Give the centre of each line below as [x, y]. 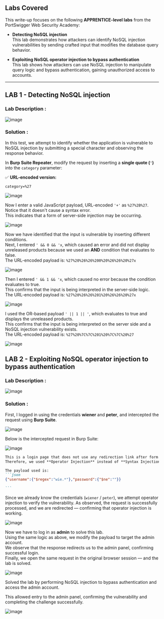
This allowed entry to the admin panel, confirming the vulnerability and [76, 597]
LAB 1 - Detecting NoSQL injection [58, 95]
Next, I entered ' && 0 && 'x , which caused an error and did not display [77, 245]
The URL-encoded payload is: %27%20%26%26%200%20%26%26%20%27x [71, 260]
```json [13, 475]
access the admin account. [32, 587]
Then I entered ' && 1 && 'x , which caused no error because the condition [81, 279]
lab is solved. [18, 563]
